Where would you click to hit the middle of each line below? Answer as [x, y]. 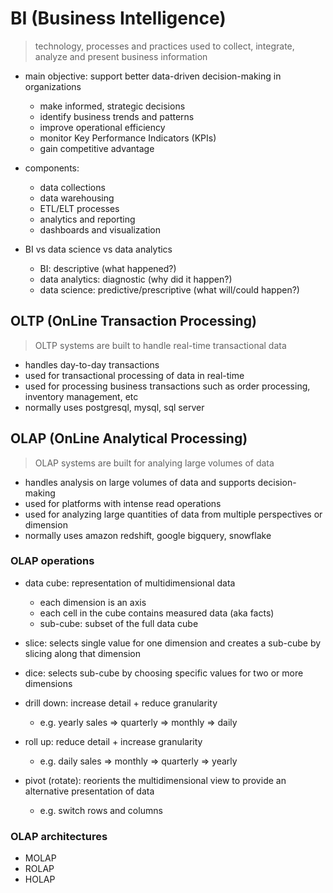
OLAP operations [52, 561]
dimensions [48, 683]
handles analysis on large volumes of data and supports [140, 482]
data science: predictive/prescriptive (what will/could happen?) [169, 289]
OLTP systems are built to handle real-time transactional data [160, 345]
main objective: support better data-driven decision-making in [153, 76]
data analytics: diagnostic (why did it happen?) [136, 279]
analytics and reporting [87, 219]
